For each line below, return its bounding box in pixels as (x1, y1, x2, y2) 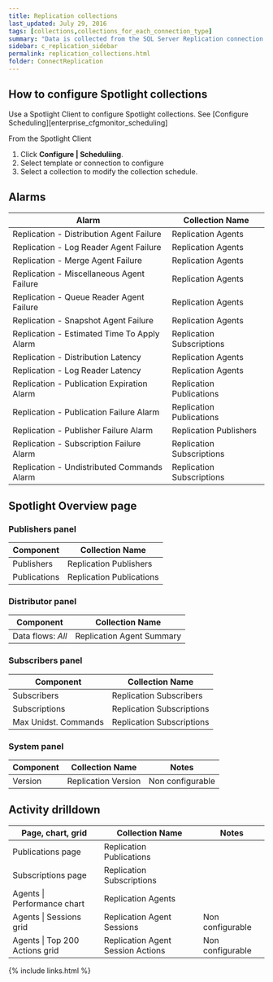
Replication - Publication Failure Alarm (12, 406, 160, 418)
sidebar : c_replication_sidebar (8, 42, 118, 50)
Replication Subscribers (111, 690, 203, 701)
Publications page (12, 846, 81, 857)
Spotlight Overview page (8, 498, 137, 513)
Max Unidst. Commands (12, 716, 104, 727)
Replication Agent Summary (75, 630, 181, 642)
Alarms (8, 191, 46, 204)
